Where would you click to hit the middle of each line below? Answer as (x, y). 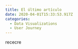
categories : (18, 19)
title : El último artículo (33, 10)
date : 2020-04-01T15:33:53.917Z (39, 14)
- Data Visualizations (33, 24)
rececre (13, 42)
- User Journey (26, 28)
